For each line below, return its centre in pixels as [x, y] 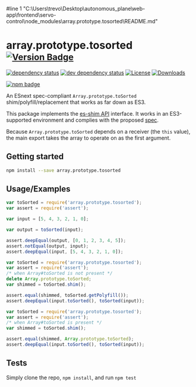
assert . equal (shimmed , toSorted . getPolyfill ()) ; [67, 295]
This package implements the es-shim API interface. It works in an [87, 113]
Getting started [35, 157]
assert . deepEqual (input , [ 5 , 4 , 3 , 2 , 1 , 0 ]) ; [65, 252]
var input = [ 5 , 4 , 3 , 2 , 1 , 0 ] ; [48, 219]
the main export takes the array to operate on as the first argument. [88, 138]
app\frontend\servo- [31, 15]
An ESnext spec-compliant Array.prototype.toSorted [71, 95]
